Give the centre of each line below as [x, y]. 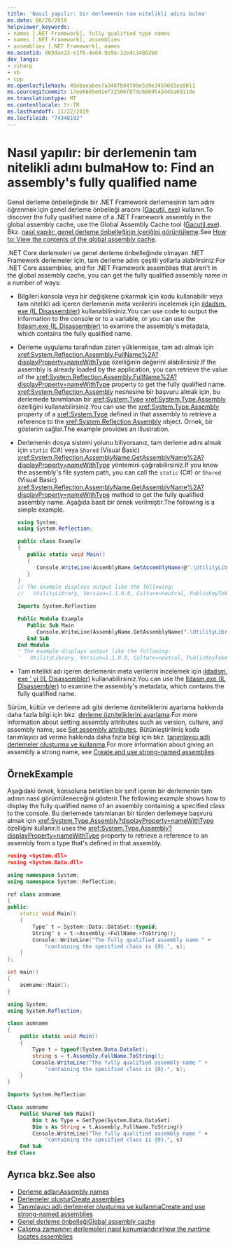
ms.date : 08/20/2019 [37, 20]
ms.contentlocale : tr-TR [43, 105]
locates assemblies [45, 1236]
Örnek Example [40, 774]
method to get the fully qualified [158, 494]
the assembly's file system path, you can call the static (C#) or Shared [119, 472]
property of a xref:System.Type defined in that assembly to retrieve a [117, 414]
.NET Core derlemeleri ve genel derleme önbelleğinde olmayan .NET [106, 252]
